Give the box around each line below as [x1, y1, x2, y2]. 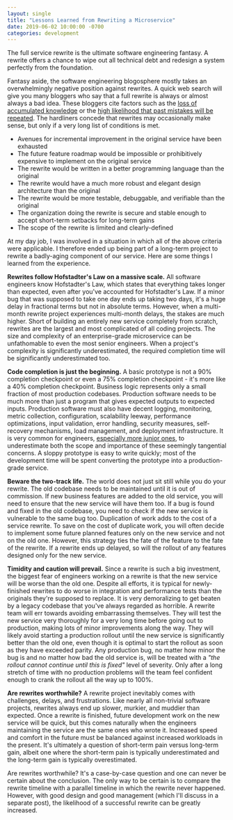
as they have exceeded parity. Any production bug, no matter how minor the [7, 646, 226, 654]
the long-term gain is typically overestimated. [7, 756, 138, 764]
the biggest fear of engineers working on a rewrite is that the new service [7, 572, 218, 581]
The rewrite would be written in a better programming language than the [17, 164, 225, 173]
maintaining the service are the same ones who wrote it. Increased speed [7, 726, 218, 734]
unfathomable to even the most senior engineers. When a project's [7, 339, 199, 348]
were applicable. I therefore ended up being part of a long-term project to [7, 244, 218, 253]
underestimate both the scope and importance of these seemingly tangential [7, 441, 227, 450]
